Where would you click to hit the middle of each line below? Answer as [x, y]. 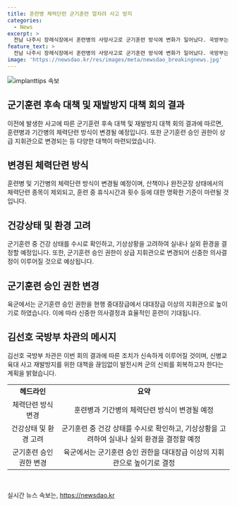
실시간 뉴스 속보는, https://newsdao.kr [61, 495]
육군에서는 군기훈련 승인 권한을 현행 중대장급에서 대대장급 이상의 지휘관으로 [111, 304]
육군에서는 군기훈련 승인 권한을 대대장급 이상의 [136, 452]
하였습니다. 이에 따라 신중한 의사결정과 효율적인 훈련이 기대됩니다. [110, 313]
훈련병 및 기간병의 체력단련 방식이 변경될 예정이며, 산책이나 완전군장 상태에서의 [116, 183]
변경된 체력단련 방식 [48, 165]
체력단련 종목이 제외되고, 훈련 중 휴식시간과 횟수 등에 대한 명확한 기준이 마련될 [115, 192]
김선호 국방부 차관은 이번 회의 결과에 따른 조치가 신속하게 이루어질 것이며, [108, 355]
